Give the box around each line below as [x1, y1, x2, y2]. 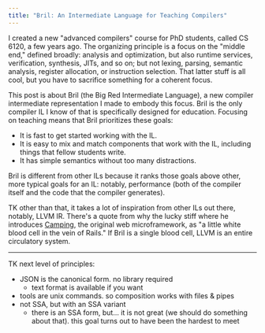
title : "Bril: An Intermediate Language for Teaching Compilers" [8, 11, 227, 20]
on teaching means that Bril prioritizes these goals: [8, 115, 174, 124]
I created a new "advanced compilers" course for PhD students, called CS [8, 33, 249, 43]
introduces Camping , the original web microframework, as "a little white [8, 220, 241, 229]
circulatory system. [8, 236, 71, 246]
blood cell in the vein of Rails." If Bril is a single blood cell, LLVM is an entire [8, 228, 253, 237]
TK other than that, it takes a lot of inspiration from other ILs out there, [8, 202, 236, 213]
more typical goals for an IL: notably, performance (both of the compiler [8, 179, 242, 189]
